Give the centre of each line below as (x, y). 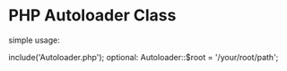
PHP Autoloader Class (92, 16)
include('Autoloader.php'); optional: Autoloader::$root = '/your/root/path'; (143, 57)
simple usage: (34, 40)
